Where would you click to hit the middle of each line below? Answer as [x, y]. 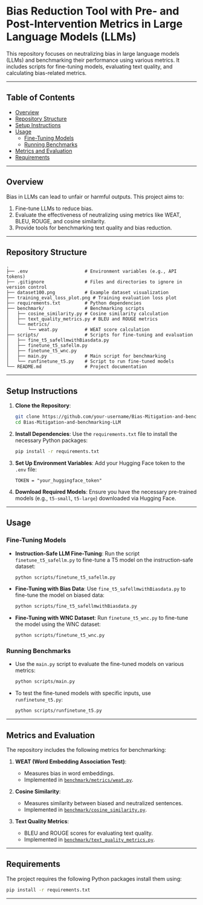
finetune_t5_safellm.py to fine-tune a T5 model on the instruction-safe [104, 560]
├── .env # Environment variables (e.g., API [92, 271]
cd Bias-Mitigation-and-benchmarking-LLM [68, 423]
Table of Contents [41, 98]
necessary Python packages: [51, 440]
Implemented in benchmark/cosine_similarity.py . [85, 809]
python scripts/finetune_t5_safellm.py [65, 577]
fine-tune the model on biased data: [60, 595]
